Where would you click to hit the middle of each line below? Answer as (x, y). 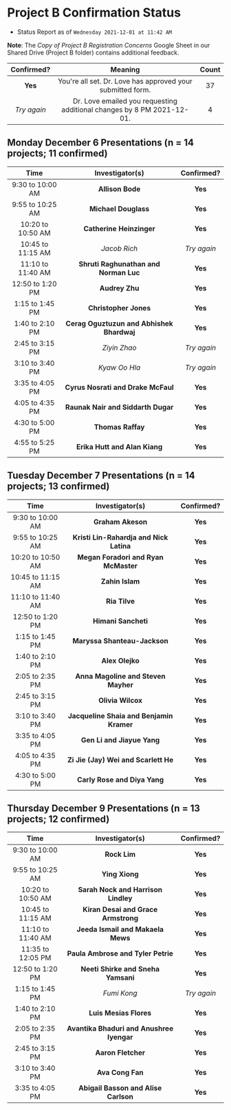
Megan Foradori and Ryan (120, 557)
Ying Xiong (120, 874)
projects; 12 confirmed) (58, 819)
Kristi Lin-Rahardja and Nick (120, 537)
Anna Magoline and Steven (121, 676)
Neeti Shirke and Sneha (120, 969)
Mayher (121, 684)
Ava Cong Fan (120, 1073)
